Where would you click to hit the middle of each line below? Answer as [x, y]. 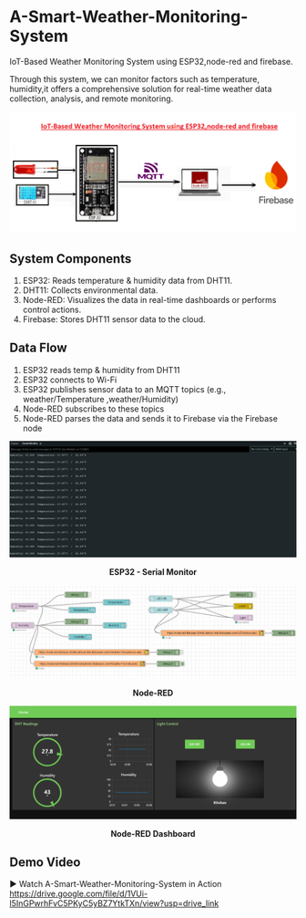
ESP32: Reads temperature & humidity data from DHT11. [127, 281]
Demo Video [45, 862]
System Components [71, 259]
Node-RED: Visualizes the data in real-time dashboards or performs [149, 300]
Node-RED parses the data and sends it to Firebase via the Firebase [150, 418]
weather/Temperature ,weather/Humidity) [101, 399]
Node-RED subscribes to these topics [93, 409]
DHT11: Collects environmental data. [90, 290]
